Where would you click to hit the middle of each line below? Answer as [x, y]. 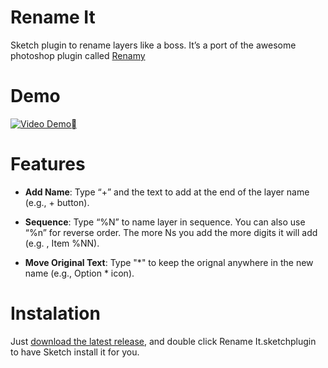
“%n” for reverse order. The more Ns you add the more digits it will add [171, 232]
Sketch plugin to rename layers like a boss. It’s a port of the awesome [153, 45]
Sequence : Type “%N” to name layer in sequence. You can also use [165, 222]
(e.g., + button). [57, 202]
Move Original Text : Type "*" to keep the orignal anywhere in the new [169, 262]
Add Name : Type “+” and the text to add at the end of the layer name [167, 192]
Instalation [55, 313]
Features [48, 164]
